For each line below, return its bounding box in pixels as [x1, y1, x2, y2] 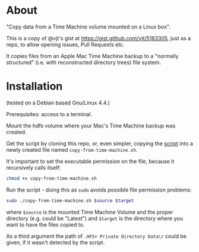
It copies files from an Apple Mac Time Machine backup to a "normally [6, 52, 179, 59]
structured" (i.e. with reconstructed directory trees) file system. [6, 59, 162, 66]
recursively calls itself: [6, 164, 61, 171]
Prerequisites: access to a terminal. [6, 110, 92, 117]
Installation [6, 79, 63, 93]
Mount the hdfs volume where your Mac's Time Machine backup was [6, 122, 176, 129]
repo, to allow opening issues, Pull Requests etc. [6, 41, 125, 48]
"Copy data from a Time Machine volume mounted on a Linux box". [6, 23, 170, 30]
